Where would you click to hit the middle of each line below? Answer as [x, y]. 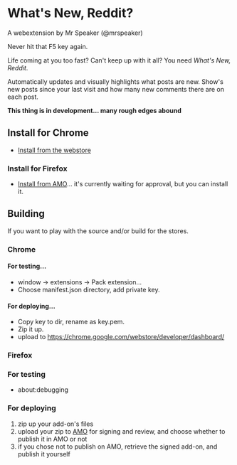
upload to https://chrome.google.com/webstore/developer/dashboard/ [121, 337]
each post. [23, 97]
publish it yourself [44, 454]
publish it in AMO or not [52, 439]
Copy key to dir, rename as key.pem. [71, 322]
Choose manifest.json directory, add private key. [89, 289]
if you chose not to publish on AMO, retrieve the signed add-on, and [117, 447]
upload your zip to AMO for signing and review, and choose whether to [121, 431]
